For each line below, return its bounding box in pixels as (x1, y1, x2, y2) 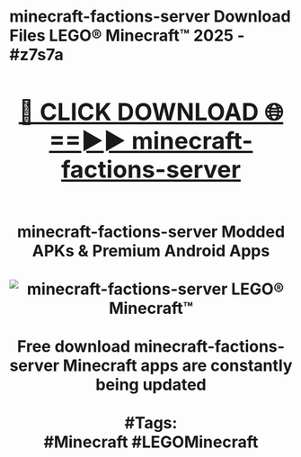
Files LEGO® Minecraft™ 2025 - (9, 25, 245, 46)
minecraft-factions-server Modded (16, 221, 286, 242)
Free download (16, 336, 131, 356)
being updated (95, 374, 207, 395)
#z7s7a (9, 45, 65, 65)
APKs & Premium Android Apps (31, 240, 270, 261)
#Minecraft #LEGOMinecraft (43, 432, 259, 452)
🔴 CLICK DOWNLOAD (18, 96, 259, 127)
